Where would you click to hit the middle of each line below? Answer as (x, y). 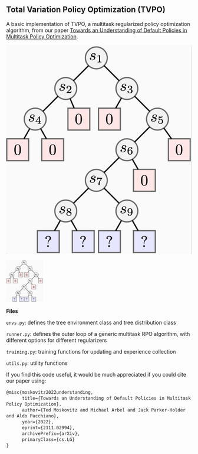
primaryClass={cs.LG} (48, 439)
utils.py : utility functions (37, 363)
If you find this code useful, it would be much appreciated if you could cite (96, 374)
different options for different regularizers (57, 340)
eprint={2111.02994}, (48, 427)
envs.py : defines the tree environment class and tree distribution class (91, 322)
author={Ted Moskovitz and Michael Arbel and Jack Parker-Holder (103, 410)
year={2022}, (38, 422)
